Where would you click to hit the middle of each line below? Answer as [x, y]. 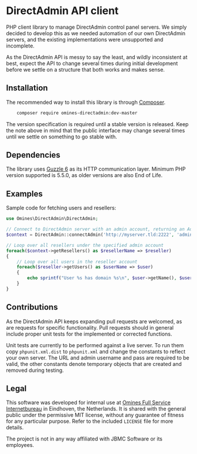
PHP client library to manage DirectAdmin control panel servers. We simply [96, 27]
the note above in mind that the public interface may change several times [96, 130]
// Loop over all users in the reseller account [77, 262]
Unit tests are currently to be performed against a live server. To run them [95, 345]
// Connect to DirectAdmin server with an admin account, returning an [95, 229]
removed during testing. [35, 370]
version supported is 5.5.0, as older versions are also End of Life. [84, 175]
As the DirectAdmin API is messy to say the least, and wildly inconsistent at [97, 57]
